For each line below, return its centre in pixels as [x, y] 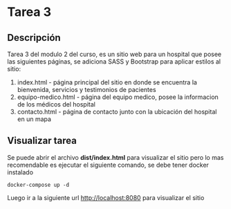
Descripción [34, 38]
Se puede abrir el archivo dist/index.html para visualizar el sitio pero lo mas [115, 157]
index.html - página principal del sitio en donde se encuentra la [107, 82]
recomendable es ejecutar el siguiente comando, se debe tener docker [108, 165]
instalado [20, 172]
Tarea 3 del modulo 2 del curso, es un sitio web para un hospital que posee [114, 54]
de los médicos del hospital [56, 104]
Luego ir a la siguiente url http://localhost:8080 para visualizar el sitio [106, 197]
